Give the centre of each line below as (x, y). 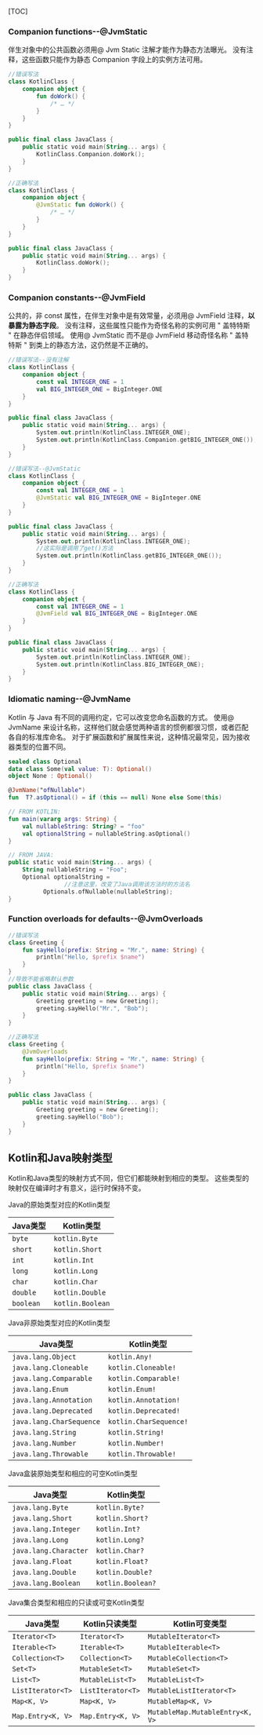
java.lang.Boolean (46, 1583)
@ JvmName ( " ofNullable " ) (47, 791)
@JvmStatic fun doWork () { (80, 205)
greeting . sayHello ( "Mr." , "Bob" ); (92, 1008)
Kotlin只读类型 (110, 1624)
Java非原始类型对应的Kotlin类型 (59, 1323)
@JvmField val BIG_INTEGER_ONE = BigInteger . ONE (117, 614)
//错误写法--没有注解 (38, 360)
